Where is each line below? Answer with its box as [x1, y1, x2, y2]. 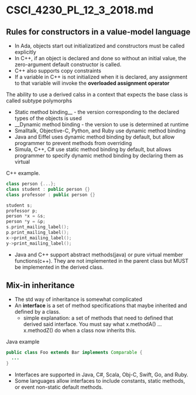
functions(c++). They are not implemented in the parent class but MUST [14, 257, 189, 264]
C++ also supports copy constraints [14, 67, 101, 74]
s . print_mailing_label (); [6, 224, 69, 230]
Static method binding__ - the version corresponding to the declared [14, 109, 180, 115]
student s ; [6, 202, 33, 208]
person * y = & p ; [6, 219, 46, 225]
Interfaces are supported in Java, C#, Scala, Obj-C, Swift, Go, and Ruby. [14, 371, 188, 378]
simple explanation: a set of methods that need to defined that [23, 314, 174, 322]
